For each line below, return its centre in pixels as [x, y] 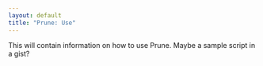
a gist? [19, 53]
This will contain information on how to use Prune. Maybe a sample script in [132, 45]
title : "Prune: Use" [42, 23]
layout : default [35, 15]
